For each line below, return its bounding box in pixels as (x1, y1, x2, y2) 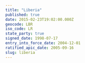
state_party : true (5, 31, 44, 36)
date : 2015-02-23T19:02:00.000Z (5, 17, 74, 22)
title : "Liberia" (5, 7, 42, 13)
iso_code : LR (5, 26, 33, 31)
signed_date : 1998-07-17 (5, 36, 58, 41)
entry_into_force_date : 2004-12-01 (5, 41, 81, 46)
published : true (5, 12, 40, 17)
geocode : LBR (5, 21, 33, 27)
